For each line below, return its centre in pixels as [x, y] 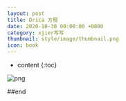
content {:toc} [37, 65]
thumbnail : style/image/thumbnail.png [63, 39]
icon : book [23, 45]
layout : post [26, 13]
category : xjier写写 [36, 33]
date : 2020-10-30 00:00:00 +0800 [55, 26]
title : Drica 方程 [33, 20]
